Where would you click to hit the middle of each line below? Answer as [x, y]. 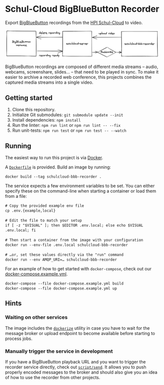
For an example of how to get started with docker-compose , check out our [78, 269]
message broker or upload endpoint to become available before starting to [80, 333]
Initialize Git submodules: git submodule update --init [68, 115]
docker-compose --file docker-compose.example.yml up [61, 289]
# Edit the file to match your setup [44, 221]
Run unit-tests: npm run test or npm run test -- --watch [69, 130]
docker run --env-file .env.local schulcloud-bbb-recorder [67, 245]
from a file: [16, 196]
